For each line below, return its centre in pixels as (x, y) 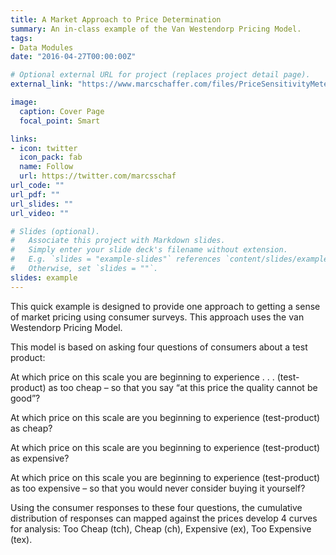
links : (24, 139)
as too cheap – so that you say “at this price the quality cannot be (183, 387)
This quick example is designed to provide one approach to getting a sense (165, 306)
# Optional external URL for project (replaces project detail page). (160, 75)
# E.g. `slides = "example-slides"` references (116, 259)
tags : (21, 38)
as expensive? (40, 458)
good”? (25, 398)
